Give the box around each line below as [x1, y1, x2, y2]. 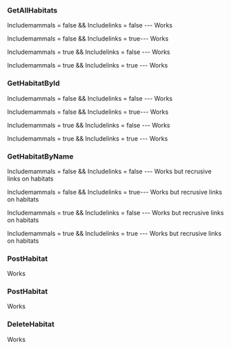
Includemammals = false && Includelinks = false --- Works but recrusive [7, 167, 212, 175]
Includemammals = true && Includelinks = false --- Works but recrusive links [7, 208, 224, 217]
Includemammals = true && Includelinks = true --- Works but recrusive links [7, 229, 222, 237]
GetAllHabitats [7, 6, 58, 15]
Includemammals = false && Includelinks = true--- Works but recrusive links [7, 188, 223, 196]
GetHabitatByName [7, 151, 74, 161]
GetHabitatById [7, 79, 60, 88]
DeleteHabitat [7, 319, 55, 329]
